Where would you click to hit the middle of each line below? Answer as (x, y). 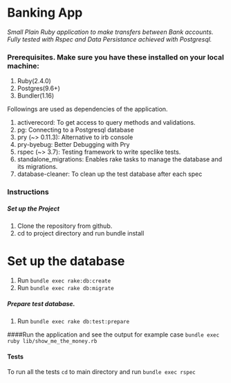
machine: (24, 66)
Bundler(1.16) (36, 96)
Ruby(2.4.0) (34, 81)
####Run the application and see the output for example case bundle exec (113, 335)
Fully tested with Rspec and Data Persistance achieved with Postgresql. (110, 39)
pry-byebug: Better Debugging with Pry (73, 145)
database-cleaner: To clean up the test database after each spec (110, 174)
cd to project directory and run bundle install (81, 233)
